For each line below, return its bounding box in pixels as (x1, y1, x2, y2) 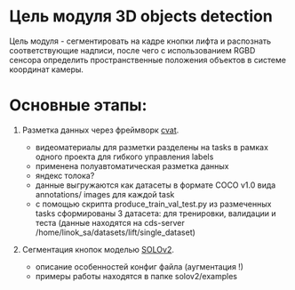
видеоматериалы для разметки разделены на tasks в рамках (35, 141, 269, 152)
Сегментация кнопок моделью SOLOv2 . (21, 244, 175, 254)
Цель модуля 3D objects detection (9, 6, 273, 27)
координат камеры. (9, 64, 84, 75)
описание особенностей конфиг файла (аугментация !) (35, 261, 244, 272)
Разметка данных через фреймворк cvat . (21, 125, 179, 135)
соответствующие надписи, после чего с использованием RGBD (9, 44, 256, 55)
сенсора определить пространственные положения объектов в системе (9, 54, 287, 65)
